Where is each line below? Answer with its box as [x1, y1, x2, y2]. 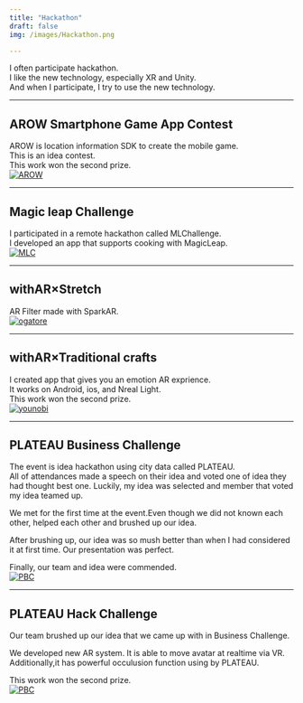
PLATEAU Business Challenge [9, 437, 181, 453]
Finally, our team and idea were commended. [9, 562, 178, 573]
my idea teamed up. [9, 490, 84, 501]
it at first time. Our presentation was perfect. [9, 544, 174, 556]
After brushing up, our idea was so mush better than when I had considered [9, 535, 290, 546]
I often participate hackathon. [9, 62, 119, 73]
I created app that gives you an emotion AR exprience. [9, 374, 212, 385]
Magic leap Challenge [9, 204, 134, 220]
